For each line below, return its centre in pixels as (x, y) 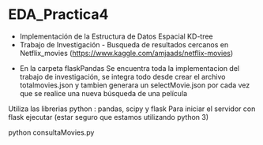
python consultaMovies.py (51, 132)
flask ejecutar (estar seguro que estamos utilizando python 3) (109, 117)
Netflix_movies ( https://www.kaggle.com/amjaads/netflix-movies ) (126, 53)
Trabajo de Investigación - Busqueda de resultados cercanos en (124, 44)
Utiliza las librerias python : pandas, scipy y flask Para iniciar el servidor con (132, 109)
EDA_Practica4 (58, 15)
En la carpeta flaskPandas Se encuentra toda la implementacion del (129, 68)
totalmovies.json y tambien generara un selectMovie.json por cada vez (135, 85)
